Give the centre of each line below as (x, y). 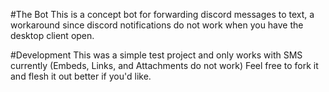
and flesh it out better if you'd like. (81, 76)
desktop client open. (52, 35)
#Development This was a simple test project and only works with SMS (156, 55)
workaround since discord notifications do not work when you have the (157, 25)
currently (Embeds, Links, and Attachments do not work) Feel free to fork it (164, 65)
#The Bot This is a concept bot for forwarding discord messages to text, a (162, 14)
